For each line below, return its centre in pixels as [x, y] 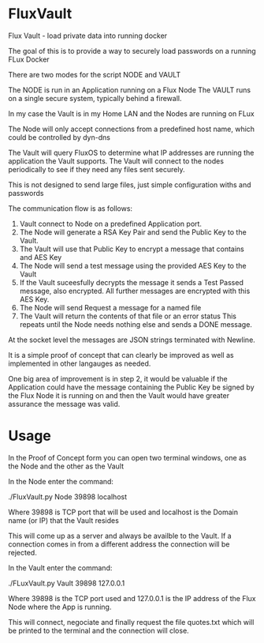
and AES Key [41, 257]
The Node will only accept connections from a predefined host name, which [131, 129]
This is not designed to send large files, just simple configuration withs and [130, 184]
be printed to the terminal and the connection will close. [99, 630]
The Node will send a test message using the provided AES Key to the [133, 265]
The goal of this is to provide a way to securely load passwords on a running [132, 51]
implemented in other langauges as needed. [80, 363]
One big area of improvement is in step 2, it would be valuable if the [118, 378]
